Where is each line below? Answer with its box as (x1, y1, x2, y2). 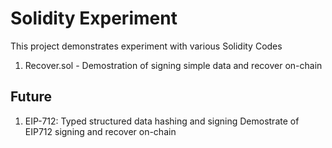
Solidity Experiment (10, 7, 178, 30)
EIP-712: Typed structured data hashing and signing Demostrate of (24, 115, 300, 127)
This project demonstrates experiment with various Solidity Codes (10, 40, 283, 52)
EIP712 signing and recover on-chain (24, 125, 177, 137)
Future (10, 88, 53, 106)
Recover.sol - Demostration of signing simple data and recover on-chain (24, 59, 323, 71)
